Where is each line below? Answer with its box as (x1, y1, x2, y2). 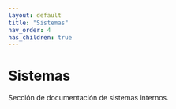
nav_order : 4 (8, 26, 51, 34)
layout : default (8, 11, 62, 20)
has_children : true (8, 33, 73, 42)
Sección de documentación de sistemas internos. (8, 93, 169, 103)
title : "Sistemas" (8, 19, 69, 27)
